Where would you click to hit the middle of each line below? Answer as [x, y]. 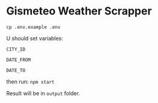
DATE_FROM [19, 60]
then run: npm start [30, 81]
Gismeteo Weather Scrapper [79, 11]
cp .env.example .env [33, 27]
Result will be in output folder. [43, 93]
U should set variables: [35, 38]
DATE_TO [16, 70]
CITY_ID [16, 49]
